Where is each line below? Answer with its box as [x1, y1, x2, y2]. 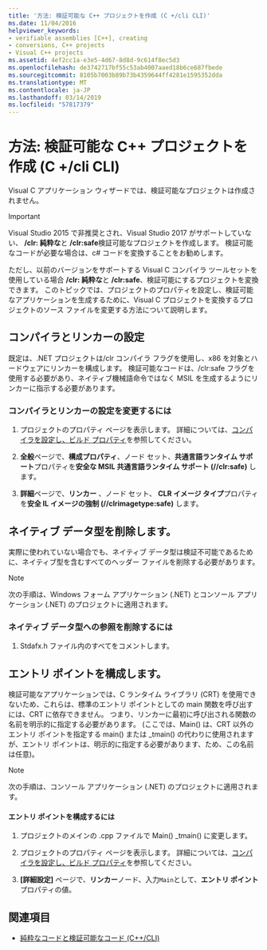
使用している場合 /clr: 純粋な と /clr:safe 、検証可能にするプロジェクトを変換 [8, 275, 259, 284]
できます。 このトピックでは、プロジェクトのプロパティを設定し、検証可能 [8, 285, 253, 295]
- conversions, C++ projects [8, 42, 105, 50]
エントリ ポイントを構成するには [8, 812, 116, 821]
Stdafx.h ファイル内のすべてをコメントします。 [19, 641, 174, 651]
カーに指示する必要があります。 [14, 383, 120, 392]
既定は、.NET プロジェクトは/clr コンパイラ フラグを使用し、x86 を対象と [8, 353, 251, 363]
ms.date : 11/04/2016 [8, 19, 77, 27]
